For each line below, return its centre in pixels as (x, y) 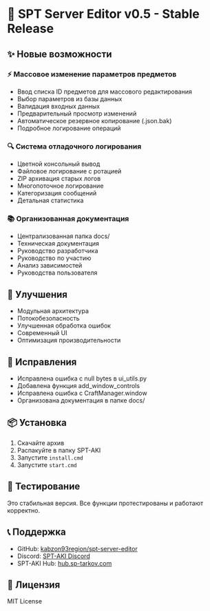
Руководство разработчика (57, 251)
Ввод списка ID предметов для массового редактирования (105, 92)
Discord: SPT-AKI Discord (54, 556)
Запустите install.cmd (50, 458)
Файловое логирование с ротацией (69, 171)
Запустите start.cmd (47, 464)
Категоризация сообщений (57, 193)
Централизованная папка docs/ (63, 236)
